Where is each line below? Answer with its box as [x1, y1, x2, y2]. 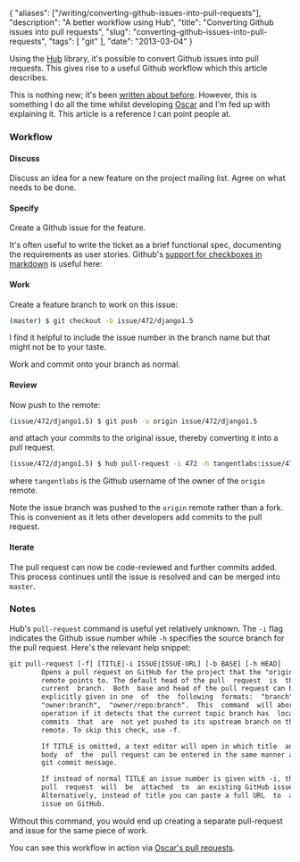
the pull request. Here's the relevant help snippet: [9, 642, 191, 652]
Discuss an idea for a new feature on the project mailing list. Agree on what [9, 173, 286, 184]
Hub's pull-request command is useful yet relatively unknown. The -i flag [9, 623, 284, 634]
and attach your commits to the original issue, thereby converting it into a [9, 433, 279, 443]
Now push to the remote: [9, 399, 101, 410]
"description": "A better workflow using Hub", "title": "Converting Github [9, 17, 274, 28]
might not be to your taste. [9, 342, 107, 352]
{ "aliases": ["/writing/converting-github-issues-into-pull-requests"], [9, 8, 262, 18]
